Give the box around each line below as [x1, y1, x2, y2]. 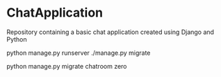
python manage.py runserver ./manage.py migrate [6, 49, 151, 57]
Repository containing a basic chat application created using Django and [6, 28, 215, 36]
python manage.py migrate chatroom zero [6, 62, 127, 70]
